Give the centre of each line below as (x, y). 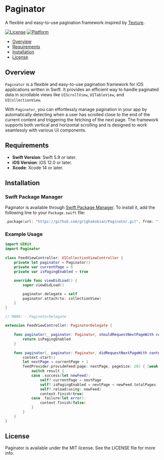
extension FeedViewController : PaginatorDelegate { (59, 326)
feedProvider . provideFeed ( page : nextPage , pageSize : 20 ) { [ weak (91, 367)
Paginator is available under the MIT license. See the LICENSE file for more (80, 448)
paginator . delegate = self (50, 294)
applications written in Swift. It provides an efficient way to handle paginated (82, 89)
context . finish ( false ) (63, 403)
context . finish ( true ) (62, 394)
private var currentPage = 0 (43, 267)
